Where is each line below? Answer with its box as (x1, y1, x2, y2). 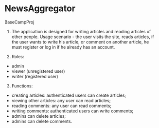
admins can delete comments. (11, 118, 72, 124)
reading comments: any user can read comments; (11, 103, 112, 108)
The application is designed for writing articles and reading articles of (11, 28, 151, 34)
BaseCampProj (4, 19, 35, 25)
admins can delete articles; (11, 113, 66, 119)
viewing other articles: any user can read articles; (11, 97, 111, 103)
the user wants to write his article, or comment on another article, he (11, 39, 149, 44)
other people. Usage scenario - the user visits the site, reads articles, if (11, 34, 154, 40)
